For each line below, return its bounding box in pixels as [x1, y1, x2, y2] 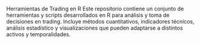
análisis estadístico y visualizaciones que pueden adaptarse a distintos [6, 24, 183, 31]
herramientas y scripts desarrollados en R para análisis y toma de [6, 11, 170, 19]
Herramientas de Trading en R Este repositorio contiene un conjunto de [6, 5, 184, 12]
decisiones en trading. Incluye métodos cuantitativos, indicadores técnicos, [6, 18, 195, 25]
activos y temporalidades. [6, 31, 71, 38]
